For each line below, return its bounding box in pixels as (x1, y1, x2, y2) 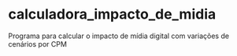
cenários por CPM (8, 39, 67, 48)
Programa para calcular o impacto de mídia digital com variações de (8, 31, 230, 40)
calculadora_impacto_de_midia (8, 5, 217, 23)
